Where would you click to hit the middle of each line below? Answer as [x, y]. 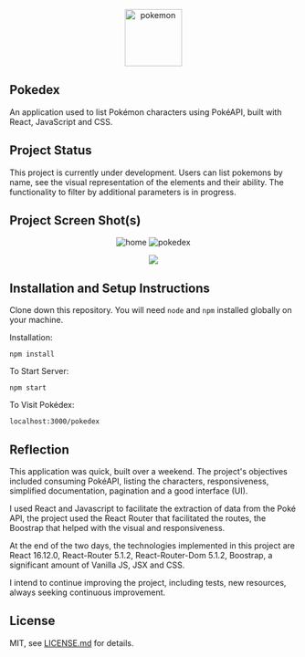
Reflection [40, 449]
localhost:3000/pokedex [55, 422]
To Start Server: [39, 371]
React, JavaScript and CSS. [61, 121]
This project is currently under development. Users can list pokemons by [146, 172]
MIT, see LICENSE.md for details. [72, 642]
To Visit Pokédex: [42, 405]
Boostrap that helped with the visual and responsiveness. [117, 528]
